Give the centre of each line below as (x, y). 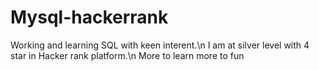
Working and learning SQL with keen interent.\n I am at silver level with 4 (160, 45)
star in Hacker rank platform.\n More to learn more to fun (127, 55)
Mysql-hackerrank (89, 17)
